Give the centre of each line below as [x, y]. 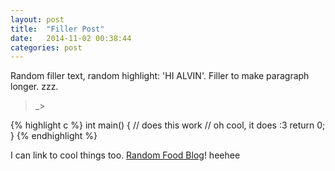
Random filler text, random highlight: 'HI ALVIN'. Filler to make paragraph [160, 76]
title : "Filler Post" [57, 29]
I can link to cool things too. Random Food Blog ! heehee [125, 155]
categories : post [46, 47]
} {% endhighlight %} [54, 136]
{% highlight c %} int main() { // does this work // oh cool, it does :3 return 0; [168, 125]
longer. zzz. [34, 87]
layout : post [37, 19]
